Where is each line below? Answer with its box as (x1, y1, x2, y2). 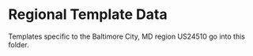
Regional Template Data (8, 6, 168, 24)
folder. (8, 39, 29, 49)
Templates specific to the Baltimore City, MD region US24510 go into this (8, 32, 245, 41)
